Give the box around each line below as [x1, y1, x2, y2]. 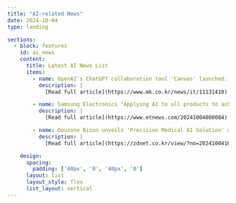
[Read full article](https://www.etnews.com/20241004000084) [44, 114, 228, 122]
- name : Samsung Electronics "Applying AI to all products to [32, 101, 218, 108]
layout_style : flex [25, 178, 83, 186]
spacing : [25, 159, 52, 166]
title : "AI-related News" [7, 10, 83, 18]
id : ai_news [20, 49, 55, 56]
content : [20, 55, 46, 63]
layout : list [25, 172, 65, 179]
